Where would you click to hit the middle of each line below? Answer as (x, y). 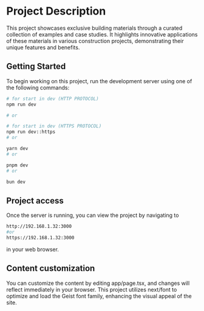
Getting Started (36, 67)
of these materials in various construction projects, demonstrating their (95, 41)
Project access (35, 201)
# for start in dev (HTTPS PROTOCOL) (54, 126)
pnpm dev (17, 165)
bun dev (16, 182)
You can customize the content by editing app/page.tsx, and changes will (98, 283)
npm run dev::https (31, 132)
